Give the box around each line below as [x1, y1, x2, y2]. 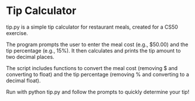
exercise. [6, 29, 28, 36]
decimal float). [6, 77, 41, 84]
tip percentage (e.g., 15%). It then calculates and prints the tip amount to [6, 47, 181, 54]
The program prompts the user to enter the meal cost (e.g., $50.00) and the [6, 41, 189, 48]
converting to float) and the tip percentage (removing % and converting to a [6, 71, 189, 78]
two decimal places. [6, 53, 54, 60]
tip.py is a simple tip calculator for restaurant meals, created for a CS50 [6, 23, 179, 30]
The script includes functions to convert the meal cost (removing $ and [6, 64, 178, 71]
